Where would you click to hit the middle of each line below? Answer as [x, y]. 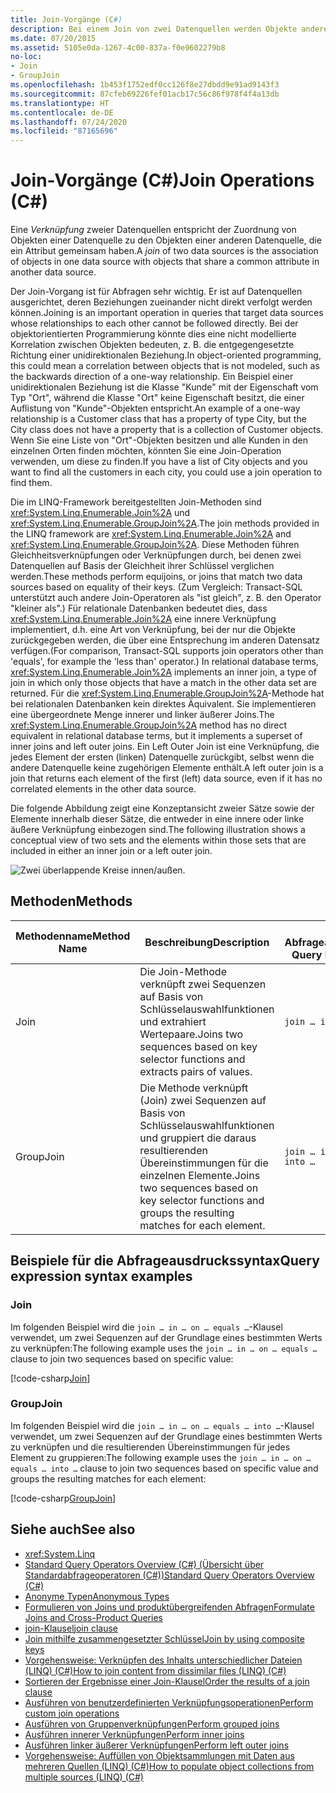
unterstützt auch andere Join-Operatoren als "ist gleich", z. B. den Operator [166, 598]
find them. [31, 483]
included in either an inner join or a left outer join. [111, 851]
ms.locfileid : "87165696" [64, 131]
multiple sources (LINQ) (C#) [84, 1777]
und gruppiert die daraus [198, 1138]
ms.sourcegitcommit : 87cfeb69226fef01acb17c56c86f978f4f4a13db [145, 94]
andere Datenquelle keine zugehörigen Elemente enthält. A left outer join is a [167, 768]
